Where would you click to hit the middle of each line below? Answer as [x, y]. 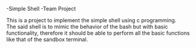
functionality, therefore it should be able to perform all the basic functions [98, 33]
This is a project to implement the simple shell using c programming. [91, 20]
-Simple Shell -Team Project [41, 9]
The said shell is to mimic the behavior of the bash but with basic [87, 27]
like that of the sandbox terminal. [47, 39]
